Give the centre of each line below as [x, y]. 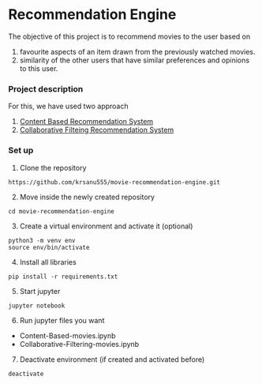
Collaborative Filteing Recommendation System [97, 130]
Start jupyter [40, 291]
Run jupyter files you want [62, 320]
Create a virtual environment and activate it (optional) [106, 226]
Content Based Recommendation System [86, 122]
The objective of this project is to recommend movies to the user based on [129, 36]
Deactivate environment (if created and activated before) [112, 359]
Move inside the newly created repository [87, 197]
